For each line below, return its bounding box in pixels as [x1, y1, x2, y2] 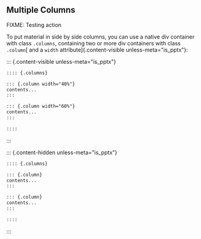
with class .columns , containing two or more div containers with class [6, 39, 181, 47]
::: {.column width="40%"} [6, 81, 75, 87]
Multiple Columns [6, 5, 75, 15]
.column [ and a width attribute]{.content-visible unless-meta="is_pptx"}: [6, 46, 188, 53]
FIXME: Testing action [6, 21, 62, 28]
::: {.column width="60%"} [6, 104, 75, 110]
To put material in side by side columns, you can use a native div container [6, 33, 195, 40]
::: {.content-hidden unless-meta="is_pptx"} [6, 148, 118, 156]
